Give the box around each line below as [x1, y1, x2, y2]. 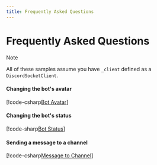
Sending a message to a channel [6, 139, 88, 146]
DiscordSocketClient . [6, 72, 59, 79]
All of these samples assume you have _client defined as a [6, 65, 152, 72]
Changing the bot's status [6, 112, 72, 119]
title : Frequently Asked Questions [6, 8, 94, 15]
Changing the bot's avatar [6, 85, 72, 93]
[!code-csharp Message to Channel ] [6, 152, 94, 159]
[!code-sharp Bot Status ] [6, 125, 66, 132]
